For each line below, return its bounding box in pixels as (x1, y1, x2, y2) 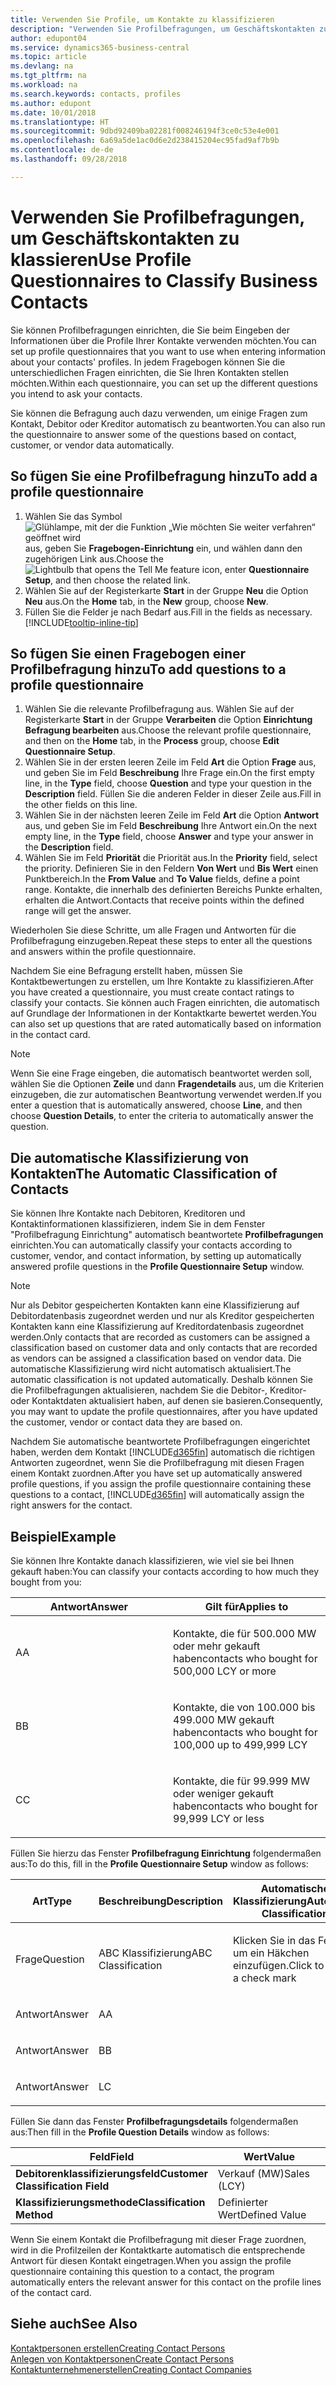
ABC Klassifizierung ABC (98, 1946, 213, 1960)
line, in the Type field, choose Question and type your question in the (24, 777, 312, 790)
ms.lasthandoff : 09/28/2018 (10, 154, 128, 164)
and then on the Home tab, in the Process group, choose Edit (24, 735, 280, 747)
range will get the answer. (24, 905, 132, 917)
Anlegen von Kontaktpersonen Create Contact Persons (10, 2352, 235, 2365)
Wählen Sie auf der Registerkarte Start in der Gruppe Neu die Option (24, 584, 309, 596)
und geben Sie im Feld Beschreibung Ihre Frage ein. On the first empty (24, 767, 315, 779)
